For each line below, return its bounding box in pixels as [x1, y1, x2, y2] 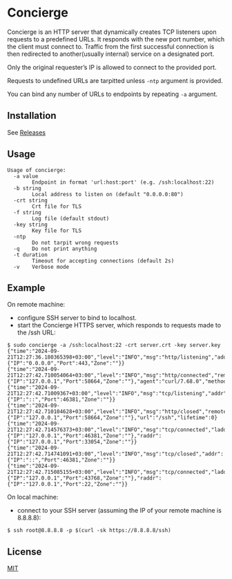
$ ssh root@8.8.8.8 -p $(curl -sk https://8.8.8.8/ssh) [7, 527, 171, 534]
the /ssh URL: [17, 328, 57, 336]
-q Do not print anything [13, 245, 97, 252]
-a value [13, 173, 39, 180]
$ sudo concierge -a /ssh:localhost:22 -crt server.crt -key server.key [7, 342, 221, 349]
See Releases [7, 128, 46, 136]
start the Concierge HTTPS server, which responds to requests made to [17, 321, 222, 330]
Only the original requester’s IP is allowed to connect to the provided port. [7, 63, 217, 71]
